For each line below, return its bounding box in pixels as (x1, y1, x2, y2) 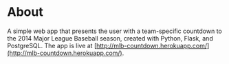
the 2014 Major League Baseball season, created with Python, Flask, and (7, 34, 213, 42)
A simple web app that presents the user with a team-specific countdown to (7, 27, 222, 35)
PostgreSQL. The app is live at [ (7, 41, 97, 50)
